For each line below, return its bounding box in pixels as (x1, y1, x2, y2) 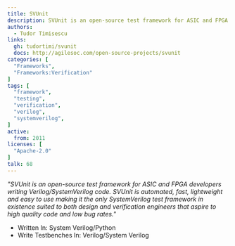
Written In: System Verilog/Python (17, 223, 116, 232)
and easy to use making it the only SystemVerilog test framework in (7, 195, 204, 203)
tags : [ (7, 82, 30, 89)
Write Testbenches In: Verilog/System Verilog (17, 231, 149, 239)
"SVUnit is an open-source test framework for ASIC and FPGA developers (7, 180, 222, 188)
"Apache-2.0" (13, 148, 52, 155)
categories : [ (7, 56, 49, 63)
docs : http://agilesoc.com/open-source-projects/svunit (13, 50, 181, 57)
